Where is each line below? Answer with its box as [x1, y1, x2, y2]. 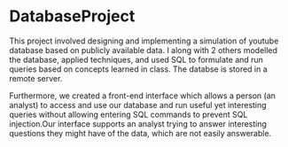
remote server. [9, 73, 63, 83]
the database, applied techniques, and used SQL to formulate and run [9, 54, 264, 65]
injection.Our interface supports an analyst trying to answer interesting [9, 118, 268, 129]
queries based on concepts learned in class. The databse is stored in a [9, 64, 268, 74]
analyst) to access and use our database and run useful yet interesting [9, 99, 268, 110]
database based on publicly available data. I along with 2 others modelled [9, 44, 277, 55]
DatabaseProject [9, 6, 136, 27]
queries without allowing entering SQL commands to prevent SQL [9, 109, 248, 120]
